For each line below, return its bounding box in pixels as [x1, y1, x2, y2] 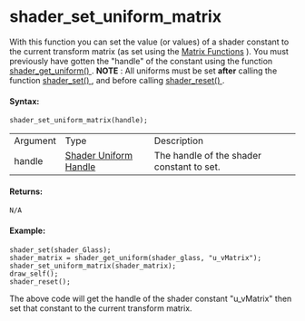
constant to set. [153, 160, 221, 173]
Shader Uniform [64, 150, 133, 162]
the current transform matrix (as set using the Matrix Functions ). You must [9, 45, 289, 56]
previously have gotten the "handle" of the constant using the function [9, 55, 273, 66]
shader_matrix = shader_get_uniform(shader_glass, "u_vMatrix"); [9, 253, 261, 262]
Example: [9, 225, 46, 236]
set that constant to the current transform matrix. [9, 302, 192, 314]
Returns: [9, 186, 44, 197]
